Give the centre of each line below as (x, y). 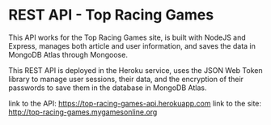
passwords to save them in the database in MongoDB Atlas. (108, 88)
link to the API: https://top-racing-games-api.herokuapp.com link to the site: (135, 103)
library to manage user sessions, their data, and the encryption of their (126, 79)
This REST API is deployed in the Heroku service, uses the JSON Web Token (135, 70)
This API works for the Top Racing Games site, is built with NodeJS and (127, 37)
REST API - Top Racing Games (111, 15)
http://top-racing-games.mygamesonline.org (83, 112)
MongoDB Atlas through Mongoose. (68, 54)
